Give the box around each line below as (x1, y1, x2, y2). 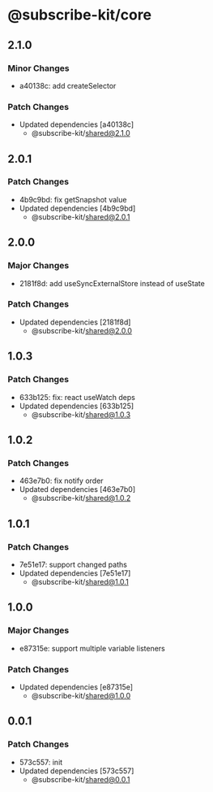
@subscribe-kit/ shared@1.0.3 (31, 409, 131, 420)
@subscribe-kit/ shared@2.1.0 (31, 128, 130, 138)
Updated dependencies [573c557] (19, 766, 134, 776)
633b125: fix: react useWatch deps (19, 392, 135, 402)
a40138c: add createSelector (19, 81, 117, 90)
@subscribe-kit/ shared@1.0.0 (31, 690, 131, 700)
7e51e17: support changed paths (19, 559, 127, 569)
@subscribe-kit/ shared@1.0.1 (31, 577, 129, 586)
